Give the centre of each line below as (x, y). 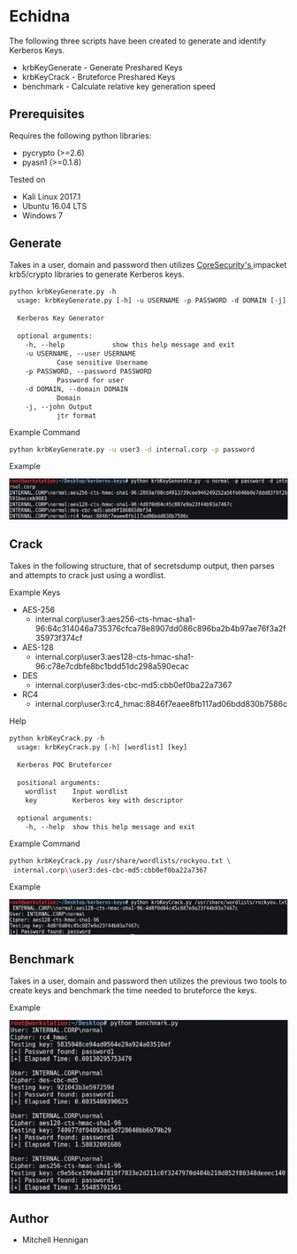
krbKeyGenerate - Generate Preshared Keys (102, 67)
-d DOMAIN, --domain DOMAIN (76, 389)
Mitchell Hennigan (55, 1240)
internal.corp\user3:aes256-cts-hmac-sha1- (115, 619)
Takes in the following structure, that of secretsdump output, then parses (142, 566)
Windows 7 (42, 216)
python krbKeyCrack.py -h (57, 738)
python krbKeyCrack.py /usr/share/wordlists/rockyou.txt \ (120, 861)
